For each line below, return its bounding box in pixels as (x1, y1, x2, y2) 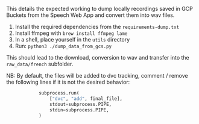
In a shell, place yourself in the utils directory (14, 36, 130, 43)
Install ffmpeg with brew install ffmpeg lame (14, 29, 128, 37)
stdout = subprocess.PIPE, (49, 101, 112, 107)
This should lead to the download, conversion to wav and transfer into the (6, 54, 190, 61)
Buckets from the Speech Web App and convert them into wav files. (6, 11, 175, 19)
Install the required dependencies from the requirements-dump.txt (14, 23, 180, 30)
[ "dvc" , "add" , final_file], (49, 96, 122, 102)
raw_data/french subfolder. (6, 60, 74, 67)
